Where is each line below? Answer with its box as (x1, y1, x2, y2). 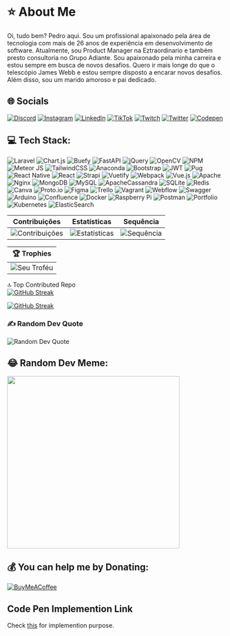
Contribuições (12, 216, 61, 226)
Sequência (123, 216, 160, 226)
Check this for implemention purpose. (7, 622, 115, 630)
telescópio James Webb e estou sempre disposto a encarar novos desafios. (7, 68, 222, 76)
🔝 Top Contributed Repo (7, 280, 76, 289)
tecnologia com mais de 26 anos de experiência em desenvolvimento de (7, 39, 213, 47)
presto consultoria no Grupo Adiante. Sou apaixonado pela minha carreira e (7, 53, 222, 61)
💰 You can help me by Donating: (7, 562, 149, 573)
